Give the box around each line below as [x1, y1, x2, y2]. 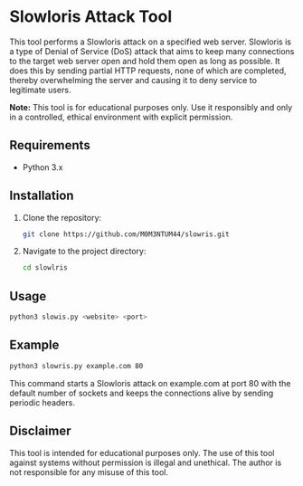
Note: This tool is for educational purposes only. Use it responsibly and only [9, 101, 293, 112]
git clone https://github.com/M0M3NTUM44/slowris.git [22, 229, 230, 239]
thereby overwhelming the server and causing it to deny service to [9, 74, 258, 85]
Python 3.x [22, 161, 63, 173]
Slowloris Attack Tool [9, 6, 173, 27]
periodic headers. [9, 396, 75, 408]
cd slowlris [22, 263, 68, 272]
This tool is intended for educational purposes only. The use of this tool [9, 447, 275, 458]
